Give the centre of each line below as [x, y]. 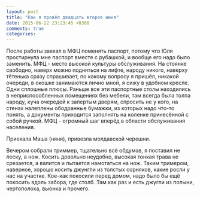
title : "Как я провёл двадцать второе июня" [63, 17]
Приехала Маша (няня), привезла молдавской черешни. [78, 139]
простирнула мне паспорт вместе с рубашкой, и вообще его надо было [98, 57]
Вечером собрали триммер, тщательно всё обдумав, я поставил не [93, 151]
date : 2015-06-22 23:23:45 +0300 [48, 23]
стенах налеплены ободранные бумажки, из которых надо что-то [90, 108]
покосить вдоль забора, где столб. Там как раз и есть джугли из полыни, [100, 182]
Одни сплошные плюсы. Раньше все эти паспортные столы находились [99, 89]
